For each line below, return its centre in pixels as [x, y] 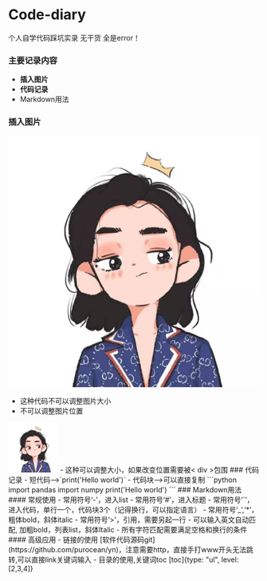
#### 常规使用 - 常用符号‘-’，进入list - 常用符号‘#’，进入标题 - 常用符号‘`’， [131, 500]
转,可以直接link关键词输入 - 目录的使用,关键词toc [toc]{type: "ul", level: [124, 559]
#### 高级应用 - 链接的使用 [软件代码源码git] [82, 539]
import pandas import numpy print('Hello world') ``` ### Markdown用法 [125, 489]
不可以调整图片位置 [51, 411]
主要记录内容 [33, 60]
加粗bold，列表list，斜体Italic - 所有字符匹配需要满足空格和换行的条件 [133, 529]
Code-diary [47, 15]
